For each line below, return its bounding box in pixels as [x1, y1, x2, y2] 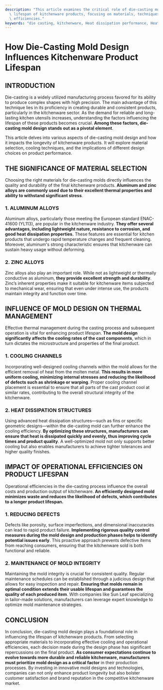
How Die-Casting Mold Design [5, 42, 130, 52]
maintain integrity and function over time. [5, 290, 87, 296]
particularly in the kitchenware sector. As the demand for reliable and [5, 110, 143, 116]
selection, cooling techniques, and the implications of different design [5, 145, 145, 151]
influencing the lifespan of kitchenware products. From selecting [5, 634, 134, 640]
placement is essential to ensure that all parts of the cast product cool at [5, 384, 150, 390]
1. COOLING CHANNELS [5, 353, 62, 359]
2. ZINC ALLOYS [5, 259, 44, 266]
